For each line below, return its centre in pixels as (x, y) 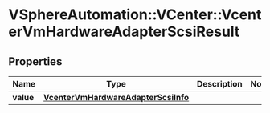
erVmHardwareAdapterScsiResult (124, 32)
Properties (35, 61)
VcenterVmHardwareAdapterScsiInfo (116, 97)
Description (219, 84)
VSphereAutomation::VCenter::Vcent (135, 15)
